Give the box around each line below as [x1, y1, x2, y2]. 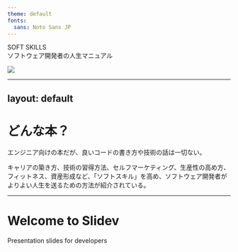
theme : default [7, 10, 52, 18]
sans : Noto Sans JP [13, 23, 72, 31]
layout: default [7, 92, 74, 104]
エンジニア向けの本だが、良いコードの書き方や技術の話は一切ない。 [7, 148, 206, 156]
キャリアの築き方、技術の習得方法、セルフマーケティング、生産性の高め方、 [7, 163, 230, 171]
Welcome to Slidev [7, 212, 120, 229]
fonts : [7, 17, 27, 24]
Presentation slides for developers [7, 236, 108, 245]
